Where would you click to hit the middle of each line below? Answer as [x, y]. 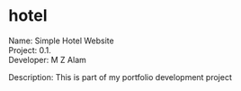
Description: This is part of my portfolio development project [120, 77]
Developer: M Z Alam [48, 59]
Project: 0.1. [30, 50]
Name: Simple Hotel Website [61, 41]
